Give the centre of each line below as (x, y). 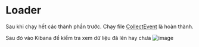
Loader (24, 10)
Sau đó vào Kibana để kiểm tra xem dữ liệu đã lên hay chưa (78, 38)
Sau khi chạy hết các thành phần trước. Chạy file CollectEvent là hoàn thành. (99, 26)
